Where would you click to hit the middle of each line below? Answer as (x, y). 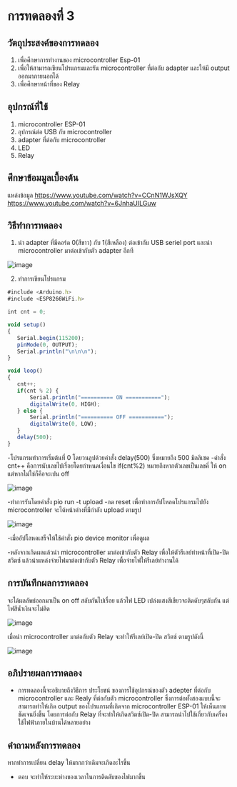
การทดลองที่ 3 (41, 16)
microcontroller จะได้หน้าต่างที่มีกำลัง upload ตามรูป (74, 510)
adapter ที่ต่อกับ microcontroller (62, 139)
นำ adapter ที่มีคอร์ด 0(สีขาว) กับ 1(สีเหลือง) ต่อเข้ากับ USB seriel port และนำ (115, 243)
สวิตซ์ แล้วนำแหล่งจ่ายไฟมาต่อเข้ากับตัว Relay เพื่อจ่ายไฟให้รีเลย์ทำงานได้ (93, 560)
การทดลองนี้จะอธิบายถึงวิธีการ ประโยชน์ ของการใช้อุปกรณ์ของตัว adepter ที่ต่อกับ (114, 691)
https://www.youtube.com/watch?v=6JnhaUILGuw (82, 203)
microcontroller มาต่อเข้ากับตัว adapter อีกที (76, 251)
